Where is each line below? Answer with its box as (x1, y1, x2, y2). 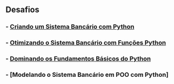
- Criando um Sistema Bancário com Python (5, 23, 135, 31)
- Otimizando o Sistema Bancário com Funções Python (5, 39, 166, 47)
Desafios (5, 5, 40, 15)
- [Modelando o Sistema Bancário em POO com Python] (5, 71, 169, 79)
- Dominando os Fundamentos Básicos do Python (5, 55, 151, 63)
